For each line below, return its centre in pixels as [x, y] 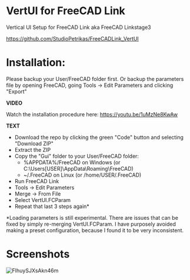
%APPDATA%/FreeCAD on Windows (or [72, 162]
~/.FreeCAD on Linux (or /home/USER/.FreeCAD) [82, 175]
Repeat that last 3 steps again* [52, 206]
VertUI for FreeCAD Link [66, 11]
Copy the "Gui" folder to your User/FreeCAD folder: [77, 156]
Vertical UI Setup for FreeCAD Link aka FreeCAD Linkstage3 [79, 27]
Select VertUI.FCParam [43, 200]
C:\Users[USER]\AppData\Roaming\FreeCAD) [78, 168]
